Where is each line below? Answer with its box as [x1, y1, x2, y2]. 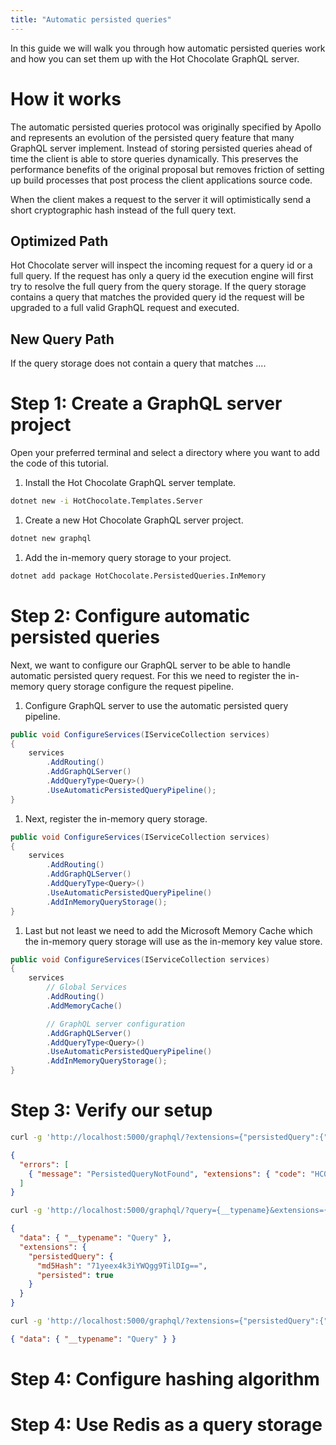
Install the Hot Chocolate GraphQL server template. [24, 477, 237, 489]
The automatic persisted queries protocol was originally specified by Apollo [10, 121, 322, 133]
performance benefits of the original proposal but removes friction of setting [10, 163, 325, 175]
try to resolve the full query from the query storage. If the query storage [10, 281, 307, 293]
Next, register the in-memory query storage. [24, 812, 208, 825]
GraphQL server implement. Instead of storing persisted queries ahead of [10, 142, 313, 154]
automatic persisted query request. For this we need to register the [10, 669, 287, 681]
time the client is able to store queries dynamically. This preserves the [10, 152, 299, 165]
